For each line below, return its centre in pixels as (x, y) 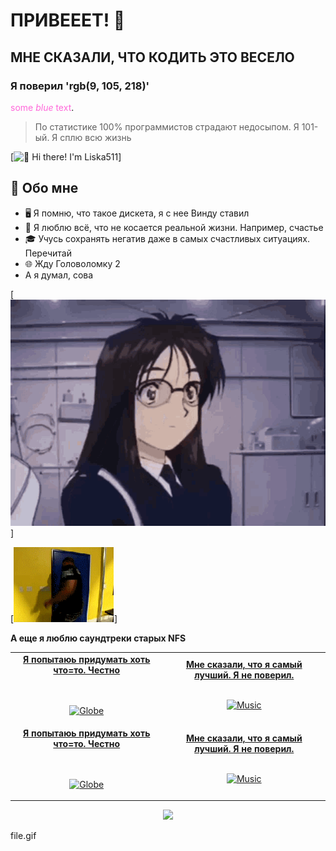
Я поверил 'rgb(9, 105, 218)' (80, 86)
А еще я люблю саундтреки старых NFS (98, 638)
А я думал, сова (59, 275)
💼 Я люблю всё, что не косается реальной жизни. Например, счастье (174, 227)
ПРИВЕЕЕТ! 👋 (68, 20)
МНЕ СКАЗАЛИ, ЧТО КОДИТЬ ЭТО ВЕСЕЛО (152, 57)
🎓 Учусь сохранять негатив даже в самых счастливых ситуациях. (167, 238)
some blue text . (42, 107)
